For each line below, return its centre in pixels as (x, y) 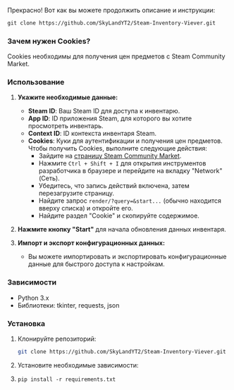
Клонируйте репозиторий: (57, 339)
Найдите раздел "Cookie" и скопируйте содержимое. (119, 216)
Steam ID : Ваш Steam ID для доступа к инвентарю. (104, 111)
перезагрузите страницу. (76, 194)
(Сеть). (49, 178)
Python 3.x (33, 298)
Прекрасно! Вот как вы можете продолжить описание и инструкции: (111, 10)
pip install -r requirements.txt (67, 379)
